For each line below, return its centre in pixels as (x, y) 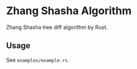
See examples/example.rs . (38, 60)
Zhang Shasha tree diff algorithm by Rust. (57, 27)
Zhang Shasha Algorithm (69, 11)
